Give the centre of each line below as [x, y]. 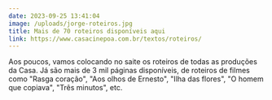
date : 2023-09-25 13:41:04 [54, 16]
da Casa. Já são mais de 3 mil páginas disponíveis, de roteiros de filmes [129, 71]
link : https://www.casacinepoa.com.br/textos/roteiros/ [105, 39]
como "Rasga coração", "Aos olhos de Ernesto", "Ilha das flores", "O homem [136, 79]
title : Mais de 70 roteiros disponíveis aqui [87, 31]
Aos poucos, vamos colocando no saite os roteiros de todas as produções [133, 62]
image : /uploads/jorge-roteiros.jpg [70, 24]
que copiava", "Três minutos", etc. [66, 88]
